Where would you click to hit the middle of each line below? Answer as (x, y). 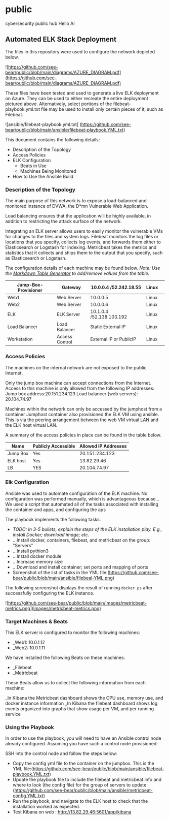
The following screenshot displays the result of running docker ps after (79, 587)
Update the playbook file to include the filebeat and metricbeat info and (87, 780)
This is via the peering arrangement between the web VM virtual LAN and (82, 420)
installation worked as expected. (46, 807)
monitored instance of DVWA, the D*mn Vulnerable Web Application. (77, 206)
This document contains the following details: (53, 139)
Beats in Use (33, 166)
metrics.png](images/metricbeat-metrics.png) (53, 608)
